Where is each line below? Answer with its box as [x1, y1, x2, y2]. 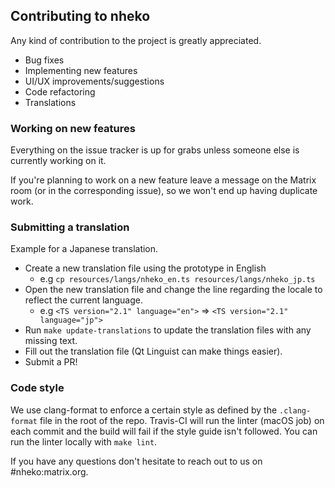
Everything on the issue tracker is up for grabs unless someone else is [10, 144, 300, 156]
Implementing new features [24, 64, 138, 76]
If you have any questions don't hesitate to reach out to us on [10, 455, 263, 467]
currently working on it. [10, 155, 107, 167]
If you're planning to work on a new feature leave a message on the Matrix [10, 174, 317, 186]
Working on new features [10, 121, 136, 135]
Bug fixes [24, 54, 65, 66]
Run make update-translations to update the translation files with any [24, 324, 312, 336]
